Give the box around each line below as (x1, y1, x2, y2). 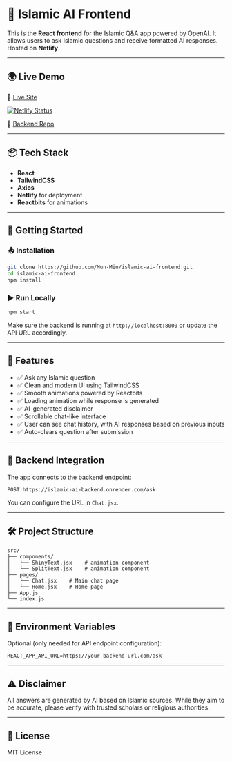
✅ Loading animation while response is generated (17, 396, 159, 404)
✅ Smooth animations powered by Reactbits (17, 389, 143, 397)
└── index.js (7, 596, 45, 603)
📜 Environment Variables (7, 621, 116, 632)
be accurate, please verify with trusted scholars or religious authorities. (7, 703, 211, 712)
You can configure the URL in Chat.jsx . (7, 498, 119, 507)
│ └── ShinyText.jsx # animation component (7, 559, 150, 567)
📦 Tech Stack (7, 147, 69, 159)
